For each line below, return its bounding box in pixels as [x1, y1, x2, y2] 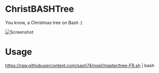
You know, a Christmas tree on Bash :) [5, 20, 83, 25]
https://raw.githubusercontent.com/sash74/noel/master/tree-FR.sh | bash [5, 62, 155, 68]
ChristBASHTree [5, 3, 74, 15]
